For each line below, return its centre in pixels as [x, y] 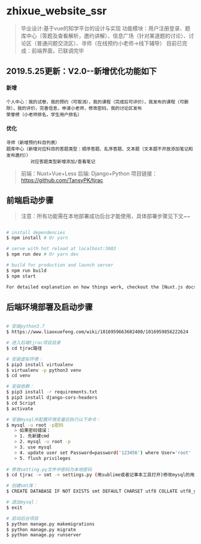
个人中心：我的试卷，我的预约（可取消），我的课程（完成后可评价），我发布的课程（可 [95, 102]
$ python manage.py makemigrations [51, 524]
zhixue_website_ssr [57, 11]
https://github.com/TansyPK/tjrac [62, 180]
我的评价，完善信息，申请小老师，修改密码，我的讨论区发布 [80, 108]
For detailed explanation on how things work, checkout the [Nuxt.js [95, 287]
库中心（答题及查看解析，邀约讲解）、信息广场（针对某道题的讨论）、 [105, 36]
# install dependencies [36, 232]
